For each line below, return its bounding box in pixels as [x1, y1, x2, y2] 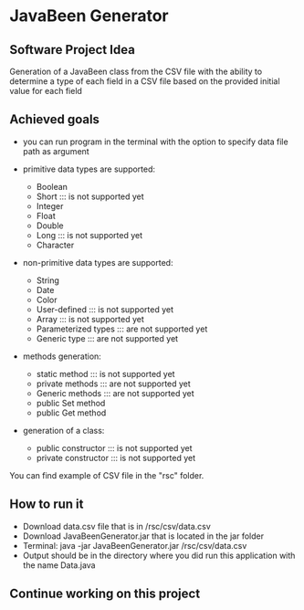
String [36, 275, 59, 286]
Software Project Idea [9, 42, 135, 58]
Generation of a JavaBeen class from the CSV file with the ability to [9, 66, 263, 77]
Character [36, 239, 75, 250]
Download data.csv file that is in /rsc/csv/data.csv [22, 521, 212, 531]
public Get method [36, 407, 107, 418]
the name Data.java [22, 559, 96, 571]
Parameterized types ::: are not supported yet [36, 323, 208, 334]
